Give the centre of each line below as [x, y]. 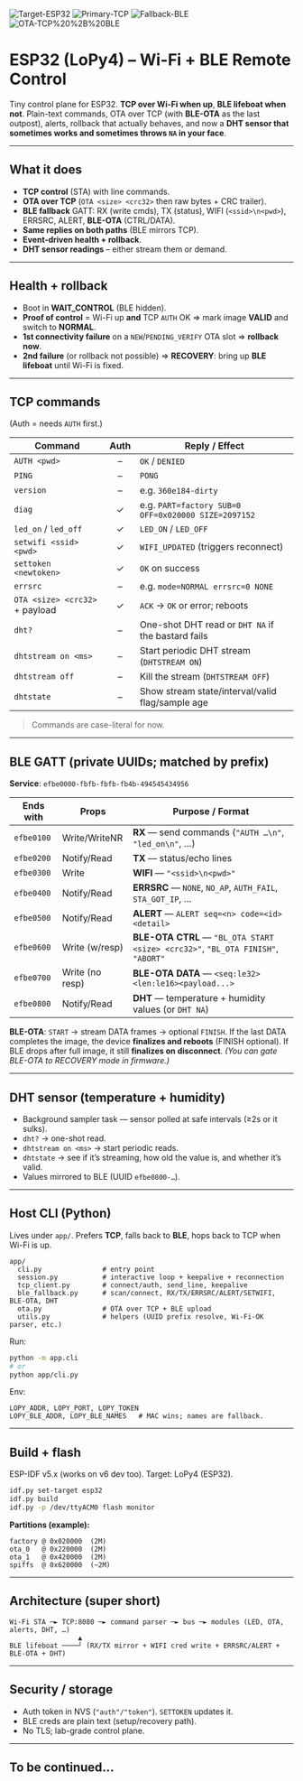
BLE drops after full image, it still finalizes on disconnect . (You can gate [143, 1051]
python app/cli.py [44, 1375]
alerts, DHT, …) [40, 1629]
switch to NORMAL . [59, 327]
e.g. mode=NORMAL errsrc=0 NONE [206, 587]
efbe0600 [32, 947]
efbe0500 [32, 918]
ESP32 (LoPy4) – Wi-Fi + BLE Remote [150, 60]
